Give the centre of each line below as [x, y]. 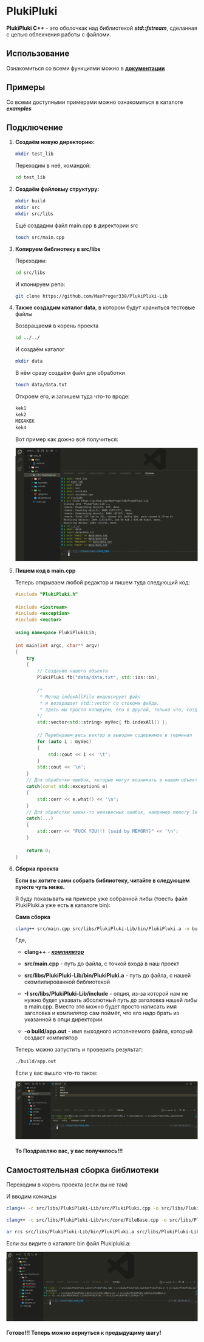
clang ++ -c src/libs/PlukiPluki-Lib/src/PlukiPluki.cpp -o [83, 1208]
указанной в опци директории [63, 1019]
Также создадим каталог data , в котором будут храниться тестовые [105, 307]
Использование [38, 54]
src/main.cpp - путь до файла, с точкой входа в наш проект [102, 964]
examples [19, 108]
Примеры [26, 87]
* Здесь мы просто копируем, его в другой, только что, [112, 710]
